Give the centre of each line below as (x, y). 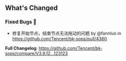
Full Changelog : (21, 48)
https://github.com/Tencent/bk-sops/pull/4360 (59, 39)
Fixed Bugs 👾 (21, 22)
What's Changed (31, 8)
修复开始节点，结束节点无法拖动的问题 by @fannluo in (67, 33)
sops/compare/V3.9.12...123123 (37, 53)
